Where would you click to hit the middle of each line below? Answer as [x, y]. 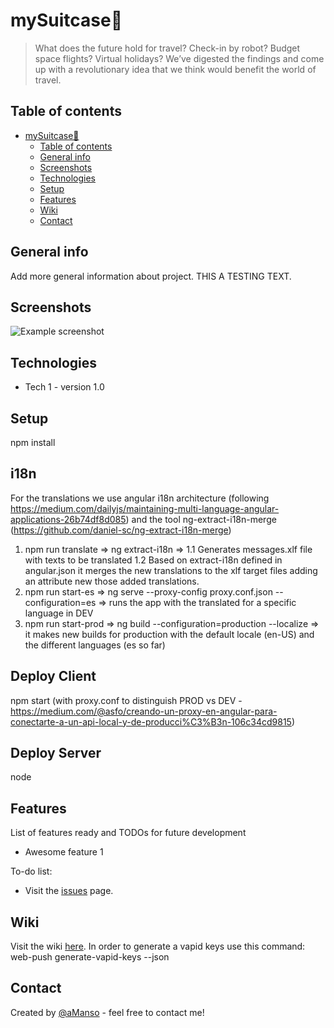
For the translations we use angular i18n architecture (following [140, 498]
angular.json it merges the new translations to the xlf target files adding [171, 570]
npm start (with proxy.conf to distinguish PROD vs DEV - [126, 700]
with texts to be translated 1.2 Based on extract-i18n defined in [153, 560]
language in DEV [59, 613]
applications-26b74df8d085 [68, 519]
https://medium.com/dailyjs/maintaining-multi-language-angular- [145, 508]
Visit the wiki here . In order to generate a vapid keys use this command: [158, 946]
